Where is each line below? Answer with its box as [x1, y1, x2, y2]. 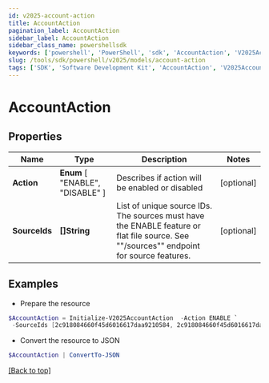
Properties [8, 130, 62, 144]
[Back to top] [8, 365, 51, 376]
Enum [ [59, 167, 88, 178]
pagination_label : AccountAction [8, 26, 120, 34]
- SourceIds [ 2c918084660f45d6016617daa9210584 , [11, 321, 174, 329]
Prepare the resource [19, 298, 90, 308]
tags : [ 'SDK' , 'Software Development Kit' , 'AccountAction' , [8, 64, 217, 72]
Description [141, 154, 187, 165]
